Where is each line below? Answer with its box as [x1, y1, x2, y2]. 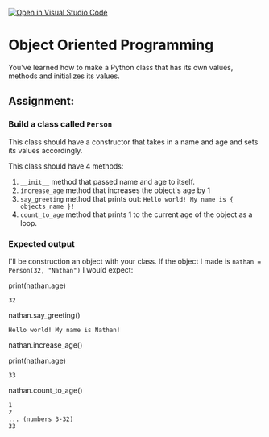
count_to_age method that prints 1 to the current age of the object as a [19, 210, 253, 219]
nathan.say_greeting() [8, 310, 81, 320]
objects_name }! [19, 202, 75, 210]
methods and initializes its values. [8, 71, 120, 81]
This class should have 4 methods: [8, 161, 124, 171]
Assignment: [8, 94, 75, 108]
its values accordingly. [8, 145, 83, 155]
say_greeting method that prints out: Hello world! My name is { [19, 194, 234, 203]
